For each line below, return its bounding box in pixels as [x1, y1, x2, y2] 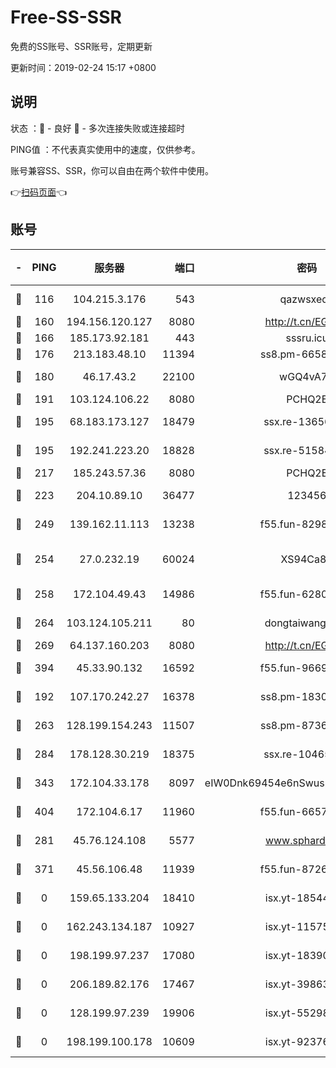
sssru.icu [285, 331, 329, 345]
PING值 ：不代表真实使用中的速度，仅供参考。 [10, 143, 201, 155]
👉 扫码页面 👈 [10, 186, 68, 198]
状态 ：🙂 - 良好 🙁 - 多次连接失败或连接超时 [10, 122, 185, 134]
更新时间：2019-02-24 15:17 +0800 [10, 61, 157, 73]
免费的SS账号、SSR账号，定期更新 [10, 40, 153, 52]
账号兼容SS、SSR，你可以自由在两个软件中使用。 [10, 164, 214, 176]
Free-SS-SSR [10, 6, 122, 29]
